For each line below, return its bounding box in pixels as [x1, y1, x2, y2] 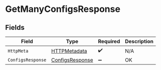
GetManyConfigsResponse [5, 3, 120, 15]
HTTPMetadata [51, 47, 87, 54]
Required [98, 38, 120, 45]
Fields [5, 23, 25, 32]
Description [124, 38, 154, 45]
